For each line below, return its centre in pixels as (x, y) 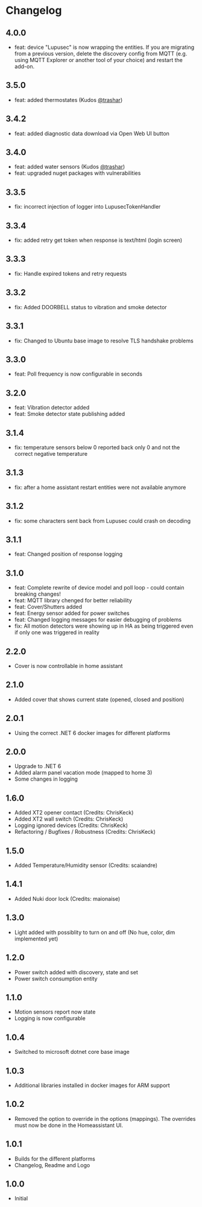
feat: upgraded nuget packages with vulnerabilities (77, 173)
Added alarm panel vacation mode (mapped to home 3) (83, 773)
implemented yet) (36, 939)
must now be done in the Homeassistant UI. (68, 1125)
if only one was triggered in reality (57, 632)
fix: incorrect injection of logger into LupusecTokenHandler (87, 207)
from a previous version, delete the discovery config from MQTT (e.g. (101, 54)
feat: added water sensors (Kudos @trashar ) (70, 167)
